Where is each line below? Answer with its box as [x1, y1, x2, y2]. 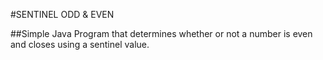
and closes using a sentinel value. [10, 39, 150, 50]
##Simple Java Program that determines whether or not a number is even [10, 28, 313, 39]
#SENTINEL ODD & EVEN [10, 9, 115, 20]
